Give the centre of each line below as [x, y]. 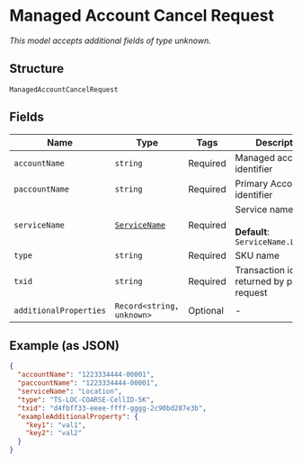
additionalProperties [60, 310]
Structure [37, 69]
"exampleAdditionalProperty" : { [78, 416]
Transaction [260, 270]
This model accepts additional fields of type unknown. [110, 40]
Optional [206, 310]
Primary [252, 183]
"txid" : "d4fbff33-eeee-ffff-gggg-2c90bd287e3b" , [112, 408]
